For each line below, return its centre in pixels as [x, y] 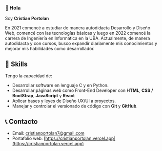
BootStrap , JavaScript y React [43, 96]
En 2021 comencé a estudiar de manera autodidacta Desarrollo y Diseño [78, 28]
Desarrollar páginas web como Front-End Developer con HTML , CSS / [82, 90]
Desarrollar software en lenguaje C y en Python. [60, 86]
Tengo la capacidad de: [29, 76]
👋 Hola [13, 8]
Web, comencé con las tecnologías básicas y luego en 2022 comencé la [78, 33]
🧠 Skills [16, 64]
